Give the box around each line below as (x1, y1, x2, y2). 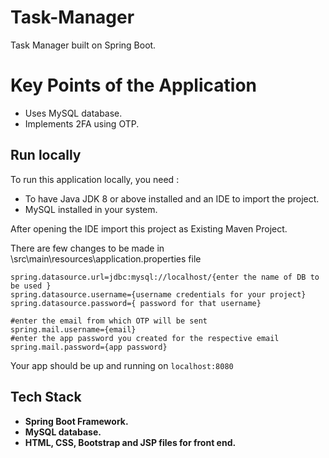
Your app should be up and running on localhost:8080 (10, 359, 234, 371)
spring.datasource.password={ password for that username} (10, 298, 262, 308)
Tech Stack (10, 389, 82, 406)
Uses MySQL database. (24, 107, 123, 119)
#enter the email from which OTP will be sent (10, 316, 208, 326)
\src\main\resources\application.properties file (10, 252, 202, 265)
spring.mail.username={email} (10, 324, 137, 335)
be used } (10, 281, 52, 291)
